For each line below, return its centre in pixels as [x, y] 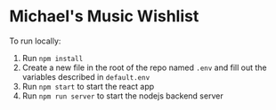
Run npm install [53, 58]
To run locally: [35, 41]
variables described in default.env [86, 76]
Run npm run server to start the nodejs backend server [123, 96]
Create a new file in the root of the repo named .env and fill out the [144, 67]
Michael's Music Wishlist [104, 16]
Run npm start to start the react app [88, 86]
